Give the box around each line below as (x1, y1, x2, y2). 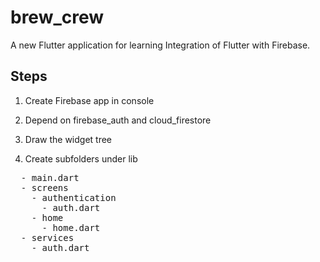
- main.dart (20, 172, 80, 183)
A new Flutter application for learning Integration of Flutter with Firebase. (10, 39, 311, 51)
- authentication (31, 192, 117, 203)
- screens (20, 182, 69, 193)
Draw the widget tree (24, 133, 113, 145)
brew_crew (10, 6, 105, 29)
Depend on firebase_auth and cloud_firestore (24, 114, 212, 126)
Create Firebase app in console (24, 94, 155, 106)
